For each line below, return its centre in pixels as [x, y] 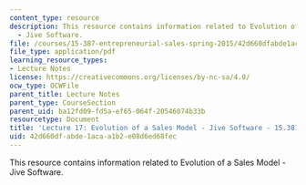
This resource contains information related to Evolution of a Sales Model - [148, 162]
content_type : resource [55, 18]
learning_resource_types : [58, 60]
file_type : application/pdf [63, 52]
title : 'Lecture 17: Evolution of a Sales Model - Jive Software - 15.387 [154, 128]
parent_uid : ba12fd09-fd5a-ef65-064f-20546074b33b [107, 111]
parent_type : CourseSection [63, 103]
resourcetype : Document [55, 119]
